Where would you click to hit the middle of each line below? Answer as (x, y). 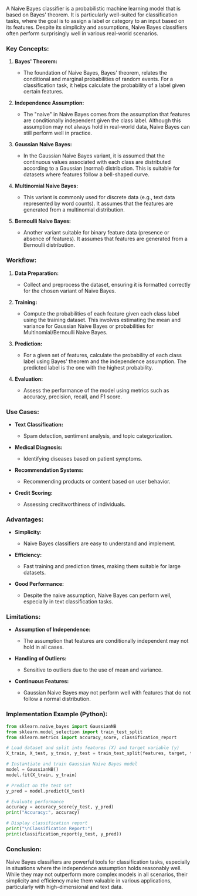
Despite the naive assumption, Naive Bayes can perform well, (97, 595)
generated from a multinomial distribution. (74, 210)
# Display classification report (47, 823)
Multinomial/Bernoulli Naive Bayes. (65, 332)
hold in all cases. (44, 647)
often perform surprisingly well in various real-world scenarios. (82, 33)
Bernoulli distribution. (49, 245)
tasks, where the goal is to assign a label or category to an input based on (95, 21)
